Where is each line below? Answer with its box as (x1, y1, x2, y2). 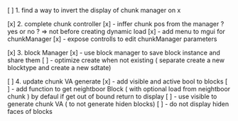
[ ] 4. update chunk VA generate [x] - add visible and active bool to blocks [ (7, 77, 228, 86)
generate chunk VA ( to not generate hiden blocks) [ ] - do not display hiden (7, 100, 229, 108)
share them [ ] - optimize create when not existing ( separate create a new (7, 56, 225, 64)
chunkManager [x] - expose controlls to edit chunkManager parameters (7, 35, 217, 43)
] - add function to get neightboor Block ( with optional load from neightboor (7, 85, 231, 93)
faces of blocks (7, 108, 53, 115)
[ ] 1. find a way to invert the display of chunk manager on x (7, 6, 181, 14)
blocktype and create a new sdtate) (7, 64, 112, 71)
